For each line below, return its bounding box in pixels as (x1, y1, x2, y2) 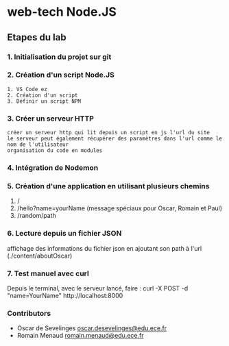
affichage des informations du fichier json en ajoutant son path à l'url (7, 244, 202, 252)
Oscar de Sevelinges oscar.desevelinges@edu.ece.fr (16, 324, 167, 332)
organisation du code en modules (7, 147, 103, 154)
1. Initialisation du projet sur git (7, 52, 112, 62)
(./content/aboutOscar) (7, 251, 73, 260)
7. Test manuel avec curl (7, 269, 89, 278)
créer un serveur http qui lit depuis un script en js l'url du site (7, 129, 210, 136)
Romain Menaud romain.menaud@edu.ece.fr (16, 332, 144, 340)
